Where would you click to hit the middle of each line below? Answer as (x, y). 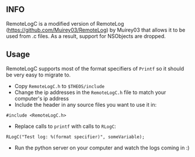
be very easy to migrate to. (39, 75)
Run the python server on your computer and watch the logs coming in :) (102, 148)
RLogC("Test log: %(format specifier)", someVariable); (75, 137)
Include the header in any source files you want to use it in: (85, 104)
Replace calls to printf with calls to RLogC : (65, 126)
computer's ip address (41, 98)
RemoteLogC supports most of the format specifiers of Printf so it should (95, 68)
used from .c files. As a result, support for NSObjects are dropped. (86, 36)
